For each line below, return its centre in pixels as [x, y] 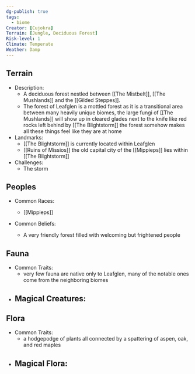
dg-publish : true [27, 11]
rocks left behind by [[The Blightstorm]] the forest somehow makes [104, 125]
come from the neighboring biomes [66, 280]
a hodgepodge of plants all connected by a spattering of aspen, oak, [106, 339]
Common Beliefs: [35, 224]
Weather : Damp [23, 50]
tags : [13, 17]
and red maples [42, 345]
